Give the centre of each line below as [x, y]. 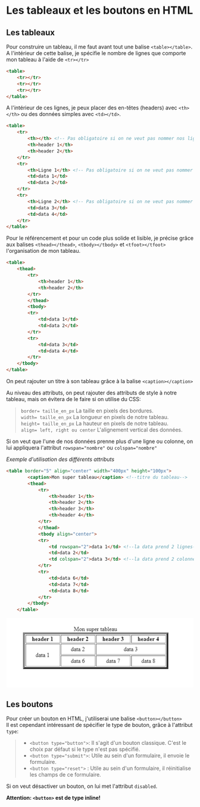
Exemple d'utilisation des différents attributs [60, 459]
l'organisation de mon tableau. [43, 251]
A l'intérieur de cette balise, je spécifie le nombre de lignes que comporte [96, 53]
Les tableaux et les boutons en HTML [100, 10]
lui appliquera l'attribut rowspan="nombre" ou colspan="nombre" [82, 448]
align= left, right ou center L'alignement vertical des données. [101, 430]
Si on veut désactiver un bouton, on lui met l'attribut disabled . [82, 786]
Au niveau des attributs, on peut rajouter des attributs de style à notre [92, 393]
